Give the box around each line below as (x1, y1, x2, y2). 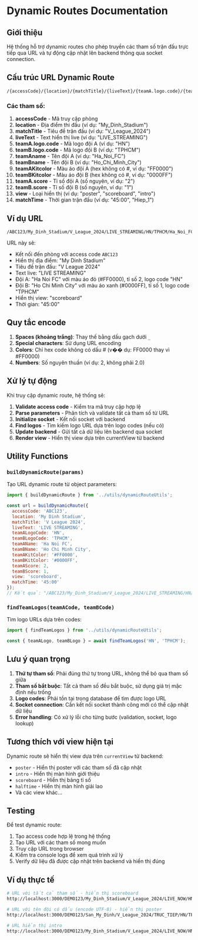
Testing (6, 806, 35, 816)
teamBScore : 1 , (12, 568, 49, 574)
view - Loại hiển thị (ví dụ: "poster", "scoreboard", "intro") (15, 190, 156, 198)
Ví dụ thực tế (6, 875, 55, 885)
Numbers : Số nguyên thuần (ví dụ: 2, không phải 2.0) (15, 359, 145, 366)
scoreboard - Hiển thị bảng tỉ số (15, 776, 92, 783)
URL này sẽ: (6, 239, 36, 246)
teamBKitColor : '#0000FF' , (12, 557, 78, 563)
